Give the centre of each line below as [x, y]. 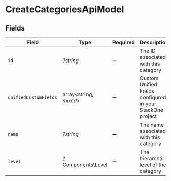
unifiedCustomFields [33, 97]
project [148, 116]
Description [154, 42]
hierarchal [152, 158]
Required [123, 42]
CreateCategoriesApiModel [65, 9]
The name [152, 125]
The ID [148, 51]
